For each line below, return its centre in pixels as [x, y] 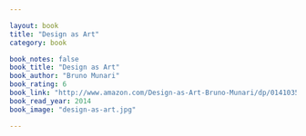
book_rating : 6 [38, 84]
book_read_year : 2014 [51, 101]
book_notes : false [44, 59]
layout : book [34, 25]
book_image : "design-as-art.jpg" [73, 110]
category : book [38, 43]
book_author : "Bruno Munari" [65, 76]
